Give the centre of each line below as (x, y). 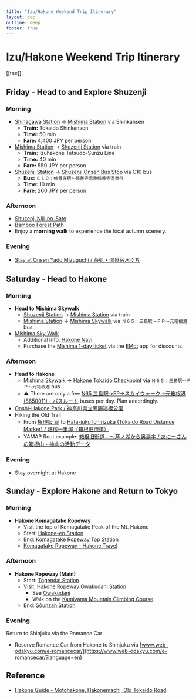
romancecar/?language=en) (48, 657)
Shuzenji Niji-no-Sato (40, 219)
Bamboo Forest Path (39, 225)
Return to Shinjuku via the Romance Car (54, 634)
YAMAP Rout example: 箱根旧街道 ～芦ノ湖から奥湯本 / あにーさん (105, 437)
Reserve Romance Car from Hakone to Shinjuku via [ (78, 645)
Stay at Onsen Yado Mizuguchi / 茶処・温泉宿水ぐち (77, 260)
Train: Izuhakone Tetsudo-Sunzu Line (69, 153)
